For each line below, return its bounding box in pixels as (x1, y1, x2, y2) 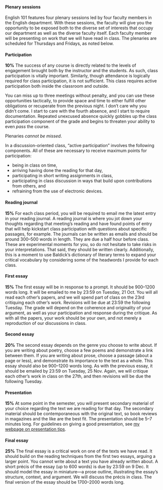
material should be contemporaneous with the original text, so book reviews (5, 411, 157, 416)
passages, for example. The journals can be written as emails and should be (5, 231, 158, 237)
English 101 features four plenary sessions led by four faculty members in (5, 15, 152, 20)
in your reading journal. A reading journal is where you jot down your (5, 215, 143, 221)
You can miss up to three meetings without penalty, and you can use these (5, 93, 155, 98)
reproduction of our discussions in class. (5, 320, 87, 326)
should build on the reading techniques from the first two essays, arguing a (5, 453, 156, 459)
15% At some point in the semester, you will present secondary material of (5, 400, 154, 406)
